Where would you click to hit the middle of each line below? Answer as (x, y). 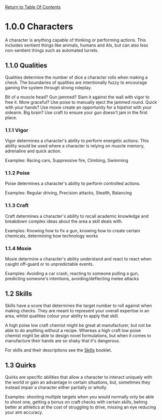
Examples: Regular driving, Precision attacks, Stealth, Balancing (68, 193)
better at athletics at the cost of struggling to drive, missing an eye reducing (81, 407)
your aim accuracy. (24, 412)
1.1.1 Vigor (17, 130)
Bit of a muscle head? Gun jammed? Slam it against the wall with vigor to (77, 97)
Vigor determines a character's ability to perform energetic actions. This (77, 141)
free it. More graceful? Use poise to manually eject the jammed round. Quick (81, 102)
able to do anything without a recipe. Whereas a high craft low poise (73, 330)
